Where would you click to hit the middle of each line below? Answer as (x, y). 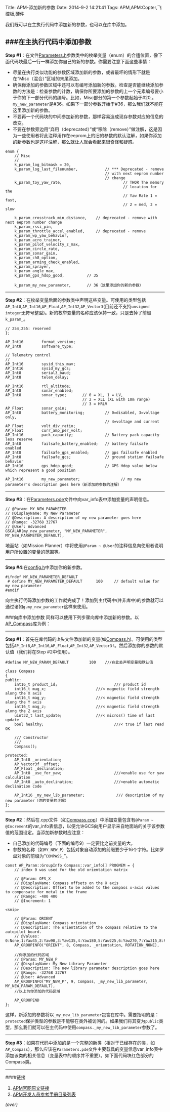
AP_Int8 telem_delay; (37, 377)
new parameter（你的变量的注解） (37, 800)
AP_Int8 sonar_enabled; (39, 390)
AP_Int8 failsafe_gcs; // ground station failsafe (85, 457)
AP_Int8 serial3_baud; (38, 373)
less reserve (19, 439)
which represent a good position (40, 470)
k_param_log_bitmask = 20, (43, 164)
